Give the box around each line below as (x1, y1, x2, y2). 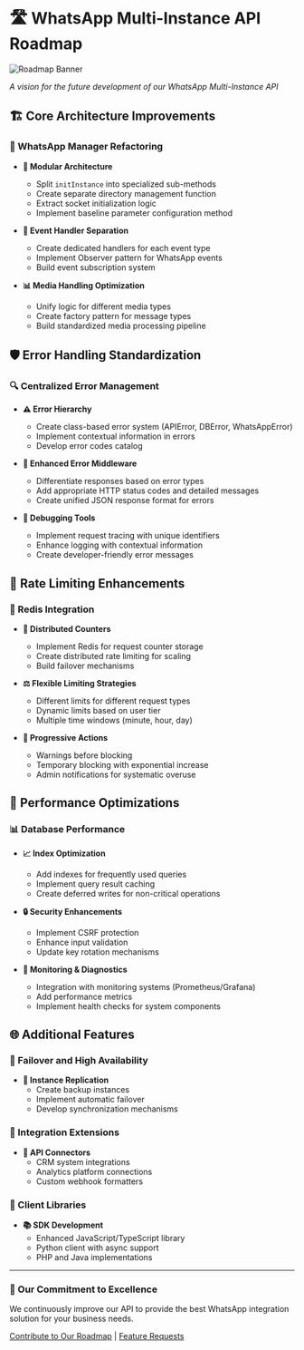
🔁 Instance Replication (22, 1074, 109, 1085)
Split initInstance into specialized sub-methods (35, 179, 217, 189)
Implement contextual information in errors (35, 431, 196, 442)
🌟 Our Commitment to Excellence (9, 1283, 158, 1296)
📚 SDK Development (22, 1219, 104, 1230)
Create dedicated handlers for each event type (35, 242, 211, 253)
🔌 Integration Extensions (9, 1126, 120, 1139)
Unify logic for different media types (35, 301, 172, 312)
